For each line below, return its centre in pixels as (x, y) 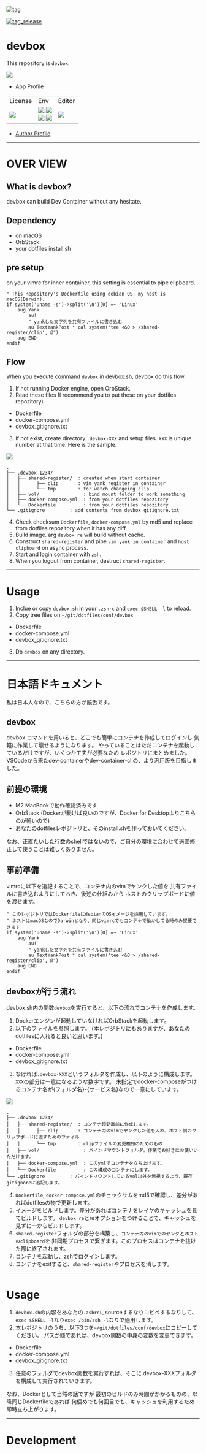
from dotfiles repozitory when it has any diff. (71, 528)
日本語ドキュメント (55, 684)
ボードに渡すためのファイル (50, 1137)
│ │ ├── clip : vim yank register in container (86, 484)
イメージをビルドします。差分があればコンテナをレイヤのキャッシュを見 (106, 1210)
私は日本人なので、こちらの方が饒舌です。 (60, 703)
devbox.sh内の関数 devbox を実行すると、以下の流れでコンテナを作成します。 (102, 1007)
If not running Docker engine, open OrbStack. (73, 389)
